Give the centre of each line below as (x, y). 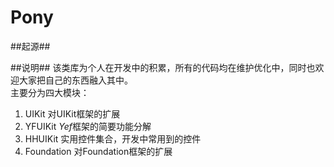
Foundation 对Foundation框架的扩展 (98, 151)
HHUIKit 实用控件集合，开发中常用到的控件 (113, 138)
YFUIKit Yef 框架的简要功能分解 (88, 126)
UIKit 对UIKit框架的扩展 (72, 113)
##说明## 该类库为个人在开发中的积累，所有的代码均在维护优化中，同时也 (163, 67)
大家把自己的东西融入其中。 (75, 80)
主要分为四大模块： (50, 92)
